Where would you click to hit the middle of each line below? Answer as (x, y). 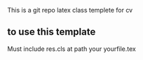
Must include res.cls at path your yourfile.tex (72, 49)
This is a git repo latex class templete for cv (70, 10)
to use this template (52, 32)
